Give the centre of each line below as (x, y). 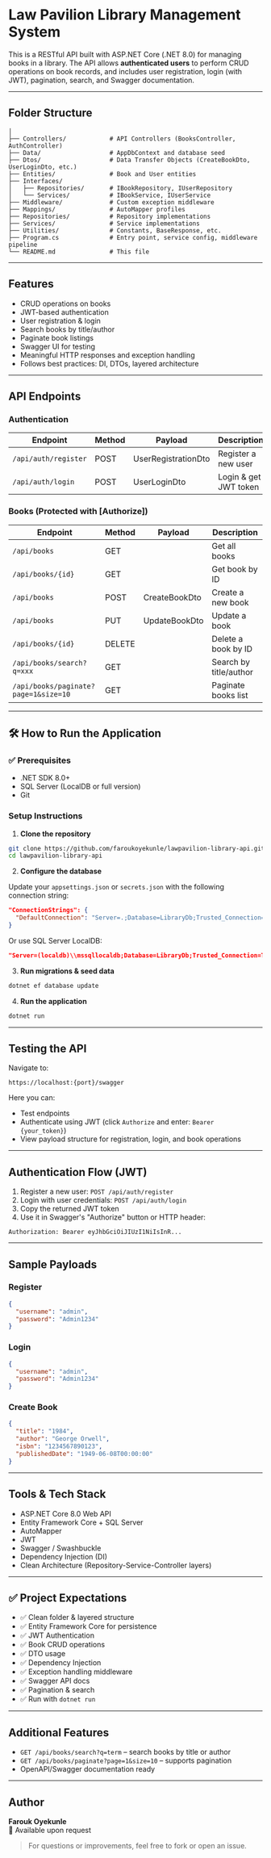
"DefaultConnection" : (52, 918)
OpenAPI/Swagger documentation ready (88, 1769)
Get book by (235, 569)
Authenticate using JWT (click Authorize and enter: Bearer (117, 1122)
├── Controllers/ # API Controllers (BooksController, (122, 139)
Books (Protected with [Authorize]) (78, 512)
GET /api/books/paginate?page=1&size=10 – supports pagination (126, 1760)
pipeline (23, 245)
